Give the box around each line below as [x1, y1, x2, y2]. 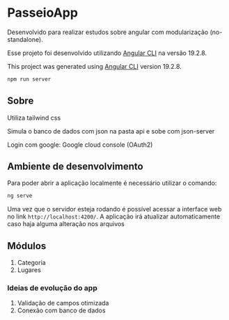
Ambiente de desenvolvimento [7, 161, 144, 173]
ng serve [7, 193, 33, 200]
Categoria [17, 259, 47, 267]
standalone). [7, 35, 43, 43]
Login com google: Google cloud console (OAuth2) [7, 141, 153, 149]
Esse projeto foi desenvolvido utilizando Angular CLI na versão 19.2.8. [7, 49, 207, 57]
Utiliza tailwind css [7, 113, 61, 122]
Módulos [7, 240, 47, 252]
